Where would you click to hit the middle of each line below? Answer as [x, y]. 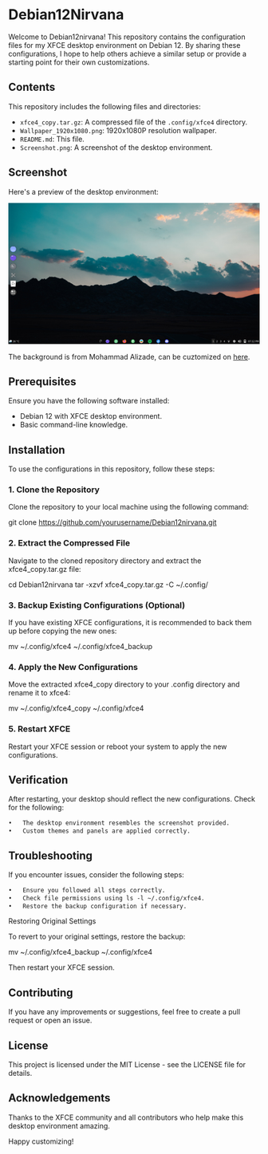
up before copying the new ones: [63, 631]
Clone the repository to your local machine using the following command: [129, 507]
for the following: [36, 808]
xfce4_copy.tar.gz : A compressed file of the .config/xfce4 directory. [134, 122]
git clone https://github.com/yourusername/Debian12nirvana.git [112, 522]
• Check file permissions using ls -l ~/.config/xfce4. [106, 899]
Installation [37, 449]
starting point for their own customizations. [79, 62]
